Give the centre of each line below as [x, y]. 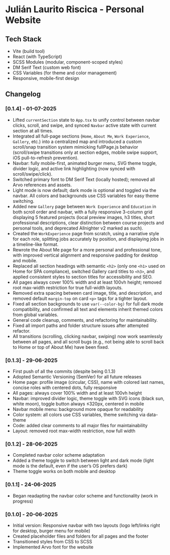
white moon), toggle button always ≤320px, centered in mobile [78, 404]
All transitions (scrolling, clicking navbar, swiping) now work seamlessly [88, 336]
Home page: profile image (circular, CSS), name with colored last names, [89, 382]
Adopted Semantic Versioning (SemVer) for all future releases [77, 377]
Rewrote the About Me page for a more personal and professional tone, [87, 249]
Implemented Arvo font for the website [53, 547]
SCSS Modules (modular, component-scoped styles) [68, 62]
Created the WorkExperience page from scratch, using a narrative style [86, 233]
